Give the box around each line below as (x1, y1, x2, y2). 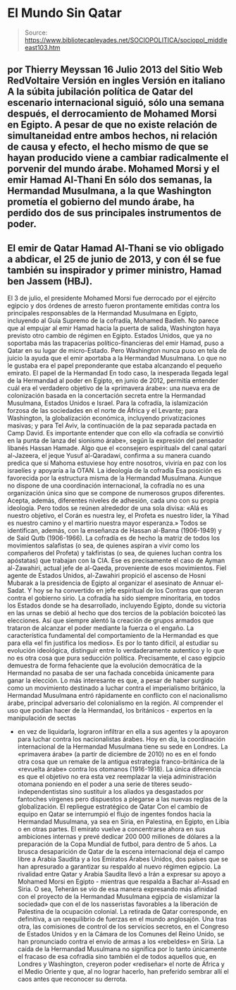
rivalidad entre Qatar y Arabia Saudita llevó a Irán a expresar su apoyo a (17, 870, 226, 879)
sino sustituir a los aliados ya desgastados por (69, 787, 204, 796)
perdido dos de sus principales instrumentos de (7, 207, 222, 219)
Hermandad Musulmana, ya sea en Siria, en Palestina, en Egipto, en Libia (17, 817, 230, 826)
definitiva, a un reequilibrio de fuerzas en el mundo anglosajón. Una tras (17, 915, 228, 924)
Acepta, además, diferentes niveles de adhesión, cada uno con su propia (7, 496, 219, 505)
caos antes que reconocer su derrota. (17, 975, 128, 984)
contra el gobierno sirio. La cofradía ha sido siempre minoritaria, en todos (7, 594, 221, 603)
